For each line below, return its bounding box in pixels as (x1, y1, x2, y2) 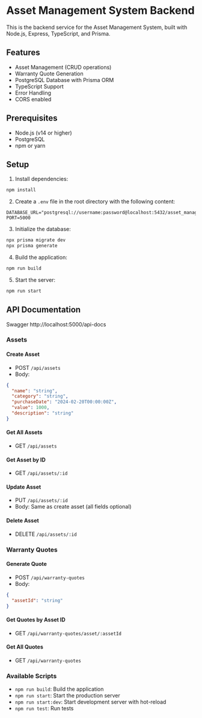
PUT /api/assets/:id (14, 497, 68, 504)
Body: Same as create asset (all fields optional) (14, 503, 132, 510)
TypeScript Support (14, 83, 64, 90)
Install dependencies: (14, 176, 69, 183)
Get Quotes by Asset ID (6, 616, 66, 623)
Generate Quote (6, 561, 47, 568)
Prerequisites (6, 113, 58, 124)
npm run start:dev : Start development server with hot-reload (14, 698, 167, 706)
